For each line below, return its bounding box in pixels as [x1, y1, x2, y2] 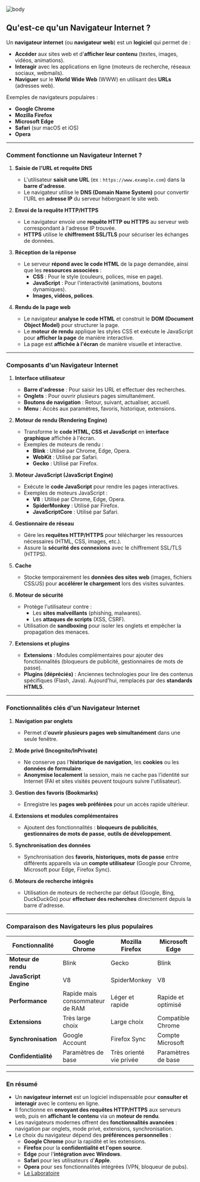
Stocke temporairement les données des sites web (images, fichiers [23, 573, 192, 581]
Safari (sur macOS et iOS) [14, 124, 79, 131]
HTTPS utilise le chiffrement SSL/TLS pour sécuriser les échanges [23, 231, 189, 238]
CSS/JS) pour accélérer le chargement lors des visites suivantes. [23, 580, 185, 587]
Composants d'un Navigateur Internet [6, 361, 118, 369]
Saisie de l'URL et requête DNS [14, 165, 92, 172]
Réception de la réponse [14, 249, 76, 256]
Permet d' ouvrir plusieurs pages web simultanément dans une [23, 729, 180, 736]
